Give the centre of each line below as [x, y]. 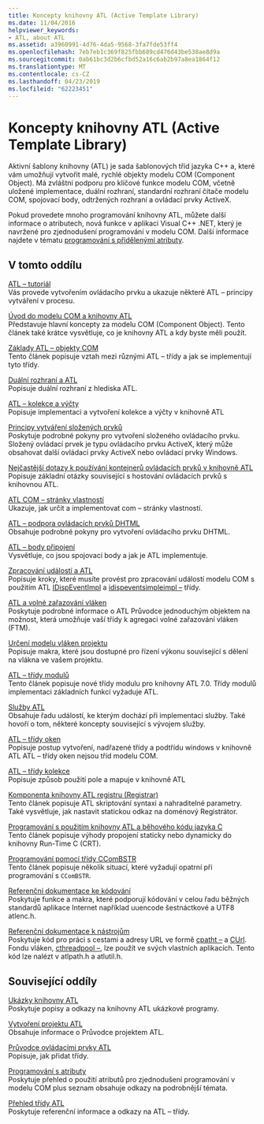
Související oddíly [53, 981]
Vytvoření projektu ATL [45, 1024]
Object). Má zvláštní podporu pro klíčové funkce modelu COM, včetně [122, 183]
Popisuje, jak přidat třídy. [48, 1055]
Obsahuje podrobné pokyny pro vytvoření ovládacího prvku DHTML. [119, 532]
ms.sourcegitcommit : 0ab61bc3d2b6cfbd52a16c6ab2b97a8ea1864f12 [114, 60]
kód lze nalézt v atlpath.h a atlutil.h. [65, 957]
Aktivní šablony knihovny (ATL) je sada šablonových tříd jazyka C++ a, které [132, 166]
